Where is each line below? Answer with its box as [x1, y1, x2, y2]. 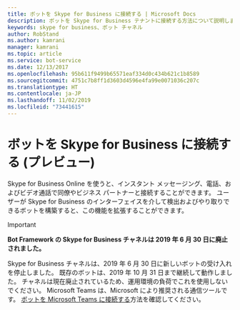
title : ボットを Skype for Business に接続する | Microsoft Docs [7, 10, 196, 18]
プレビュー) [27, 154, 95, 171]
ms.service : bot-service [7, 57, 81, 64]
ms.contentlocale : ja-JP [7, 90, 81, 97]
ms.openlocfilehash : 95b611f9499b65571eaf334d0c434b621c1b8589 [7, 70, 200, 77]
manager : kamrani [7, 44, 59, 51]
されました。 [7, 244, 45, 252]
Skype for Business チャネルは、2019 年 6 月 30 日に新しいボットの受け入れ [7, 259, 232, 268]
